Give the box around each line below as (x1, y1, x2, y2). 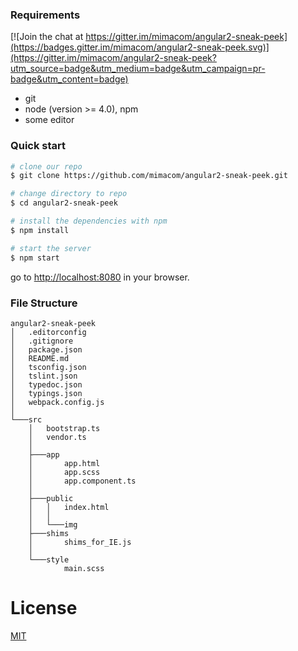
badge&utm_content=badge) (10, 73, 129, 85)
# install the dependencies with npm (10, 216, 168, 227)
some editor (24, 114, 75, 126)
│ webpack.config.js (10, 397, 105, 407)
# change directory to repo (10, 189, 128, 199)
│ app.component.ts (28, 476, 137, 486)
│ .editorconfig (10, 327, 87, 337)
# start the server (10, 243, 92, 253)
